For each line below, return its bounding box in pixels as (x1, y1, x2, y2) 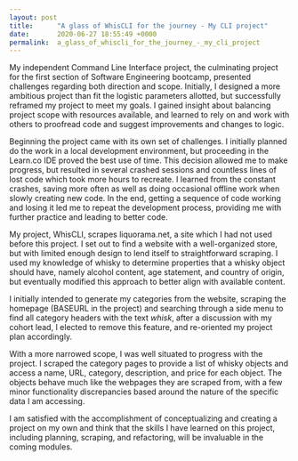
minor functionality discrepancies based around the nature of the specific (9, 386, 279, 397)
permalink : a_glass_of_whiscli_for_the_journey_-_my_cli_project (9, 37, 261, 47)
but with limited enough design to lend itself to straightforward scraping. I (9, 248, 278, 259)
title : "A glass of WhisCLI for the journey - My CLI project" (9, 21, 269, 30)
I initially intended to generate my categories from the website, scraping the (9, 294, 286, 304)
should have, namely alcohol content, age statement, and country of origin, (9, 267, 285, 278)
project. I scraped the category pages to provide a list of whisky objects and (9, 358, 289, 369)
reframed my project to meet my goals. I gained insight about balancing (9, 100, 271, 111)
